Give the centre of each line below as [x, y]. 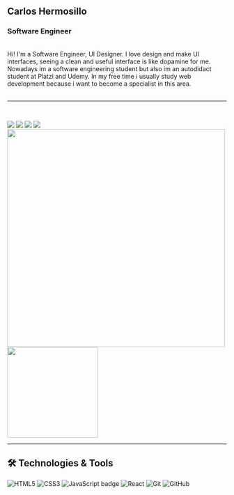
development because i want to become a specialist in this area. [99, 84]
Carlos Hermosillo [47, 12]
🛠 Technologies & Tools [60, 463]
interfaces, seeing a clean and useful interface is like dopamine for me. [109, 61]
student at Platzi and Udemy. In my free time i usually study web [99, 76]
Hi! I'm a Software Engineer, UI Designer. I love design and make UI [103, 54]
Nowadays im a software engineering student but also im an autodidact [109, 68]
